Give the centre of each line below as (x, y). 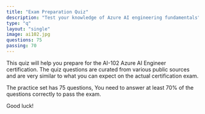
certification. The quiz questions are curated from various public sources (98, 69)
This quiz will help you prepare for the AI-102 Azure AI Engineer (86, 63)
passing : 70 (21, 46)
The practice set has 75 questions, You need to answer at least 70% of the (100, 87)
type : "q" (19, 23)
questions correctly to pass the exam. (54, 94)
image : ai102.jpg (28, 35)
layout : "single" (28, 29)
